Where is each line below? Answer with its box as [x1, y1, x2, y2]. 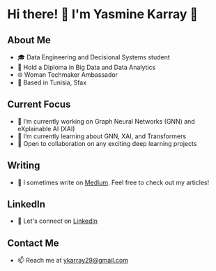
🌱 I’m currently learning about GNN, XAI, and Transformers [17, 132, 187, 140]
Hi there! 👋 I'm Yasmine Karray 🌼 [7, 6, 199, 22]
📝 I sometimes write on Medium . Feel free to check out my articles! [17, 178, 210, 186]
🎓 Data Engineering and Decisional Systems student [17, 53, 171, 61]
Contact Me [7, 237, 59, 249]
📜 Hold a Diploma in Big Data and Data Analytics [17, 63, 156, 71]
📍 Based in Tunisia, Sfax [17, 78, 87, 87]
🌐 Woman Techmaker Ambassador [17, 71, 118, 79]
